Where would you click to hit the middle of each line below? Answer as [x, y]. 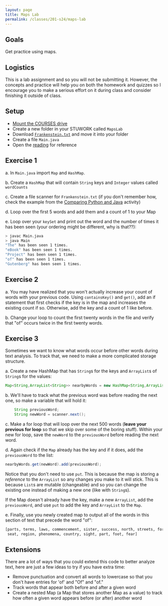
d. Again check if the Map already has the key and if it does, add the [74, 450]
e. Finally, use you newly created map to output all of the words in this [77, 515]
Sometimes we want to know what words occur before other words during [82, 351]
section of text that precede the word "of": [49, 520]
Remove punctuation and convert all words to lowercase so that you [82, 577]
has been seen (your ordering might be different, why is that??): [71, 227]
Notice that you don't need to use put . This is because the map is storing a [82, 474]
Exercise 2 [22, 280]
